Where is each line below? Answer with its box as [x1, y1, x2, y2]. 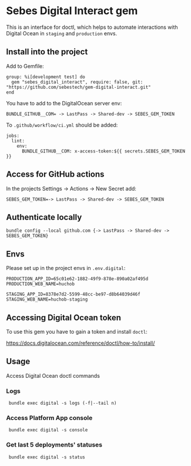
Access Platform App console [6, 414, 93, 422]
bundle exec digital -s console [8, 427, 88, 433]
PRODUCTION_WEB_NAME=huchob [6, 281, 75, 287]
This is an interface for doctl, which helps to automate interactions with [6, 24, 178, 31]
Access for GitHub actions [6, 169, 105, 179]
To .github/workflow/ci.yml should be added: [6, 121, 118, 128]
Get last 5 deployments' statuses [6, 441, 103, 449]
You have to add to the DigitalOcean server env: [6, 99, 122, 106]
